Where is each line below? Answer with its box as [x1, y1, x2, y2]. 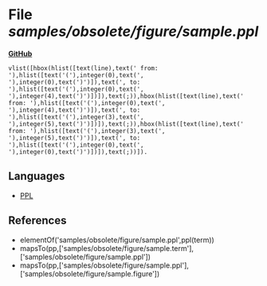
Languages [8, 170, 65, 183]
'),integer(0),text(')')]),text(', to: [8, 78, 141, 86]
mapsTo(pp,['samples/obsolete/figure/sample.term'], [19, 243, 194, 253]
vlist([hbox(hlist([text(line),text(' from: [8, 64, 159, 72]
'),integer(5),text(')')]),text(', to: [8, 134, 141, 142]
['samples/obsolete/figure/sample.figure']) [19, 268, 160, 278]
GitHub [8, 49, 33, 58]
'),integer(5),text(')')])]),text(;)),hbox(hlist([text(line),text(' [8, 119, 245, 128]
